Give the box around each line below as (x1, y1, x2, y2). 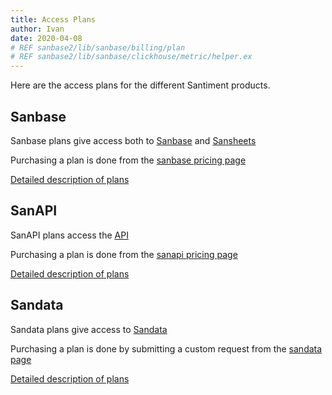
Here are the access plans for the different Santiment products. (10, 79, 271, 91)
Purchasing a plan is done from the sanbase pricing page (10, 154, 247, 166)
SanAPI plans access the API (10, 229, 129, 241)
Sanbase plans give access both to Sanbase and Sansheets (10, 134, 257, 146)
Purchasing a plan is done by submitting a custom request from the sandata (10, 342, 323, 355)
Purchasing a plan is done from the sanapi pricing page (10, 248, 238, 260)
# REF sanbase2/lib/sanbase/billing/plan (10, 42, 186, 53)
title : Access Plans (10, 14, 97, 25)
